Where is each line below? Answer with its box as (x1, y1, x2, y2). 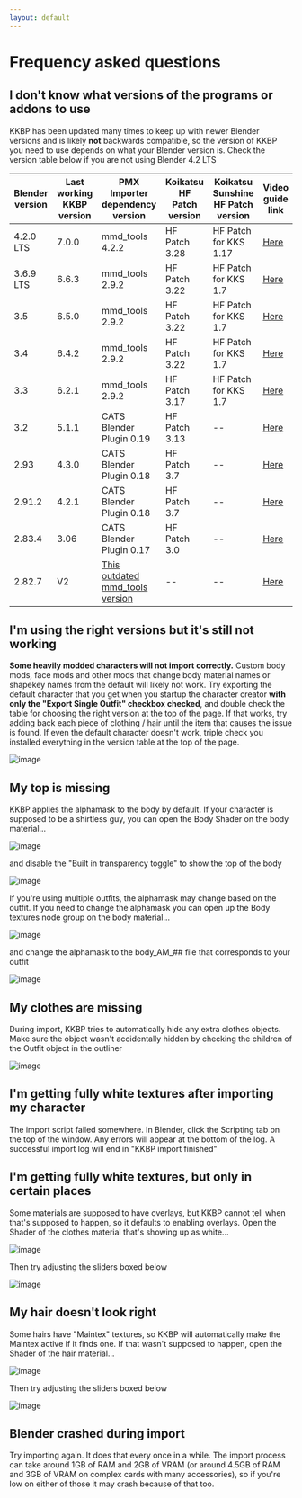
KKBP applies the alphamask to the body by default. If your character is (9, 804, 274, 815)
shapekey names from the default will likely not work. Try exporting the (9, 680, 272, 691)
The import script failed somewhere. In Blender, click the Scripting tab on (9, 1124, 280, 1135)
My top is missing (9, 780, 111, 796)
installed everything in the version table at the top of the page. (9, 736, 240, 747)
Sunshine (212, 186, 254, 199)
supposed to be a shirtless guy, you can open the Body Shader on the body (9, 814, 289, 825)
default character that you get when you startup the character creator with (9, 689, 286, 700)
